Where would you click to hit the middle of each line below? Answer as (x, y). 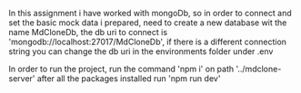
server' (22, 79)
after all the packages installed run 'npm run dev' (129, 79)
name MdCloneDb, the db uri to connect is (88, 32)
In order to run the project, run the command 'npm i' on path (121, 69)
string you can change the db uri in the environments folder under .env (141, 51)
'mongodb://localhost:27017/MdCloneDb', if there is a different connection (148, 42)
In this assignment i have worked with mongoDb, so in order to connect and (150, 13)
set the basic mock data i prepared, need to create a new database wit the (148, 23)
